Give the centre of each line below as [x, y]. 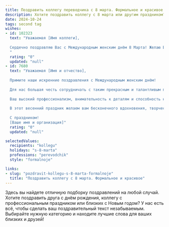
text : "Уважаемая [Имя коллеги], [45, 38]
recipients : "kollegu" [33, 146]
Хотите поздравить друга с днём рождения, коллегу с [64, 198]
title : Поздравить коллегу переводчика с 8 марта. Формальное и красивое [84, 10]
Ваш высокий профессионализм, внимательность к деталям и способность [85, 99]
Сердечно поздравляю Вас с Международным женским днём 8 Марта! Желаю [85, 47]
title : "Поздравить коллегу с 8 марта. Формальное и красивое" [77, 178]
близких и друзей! [25, 219]
